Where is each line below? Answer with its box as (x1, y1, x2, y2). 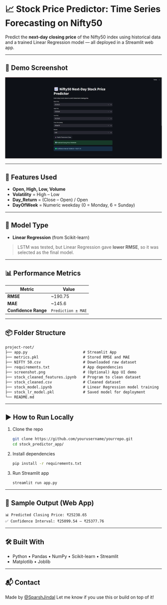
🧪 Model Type (5, 221, 49, 229)
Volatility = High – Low (12, 191, 60, 197)
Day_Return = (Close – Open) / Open (12, 197, 88, 202)
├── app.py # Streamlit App (5, 350, 117, 355)
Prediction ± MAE (51, 308, 87, 313)
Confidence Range (7, 307, 47, 313)
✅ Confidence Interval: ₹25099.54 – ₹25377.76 (5, 519, 104, 524)
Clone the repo (12, 426, 43, 432)
